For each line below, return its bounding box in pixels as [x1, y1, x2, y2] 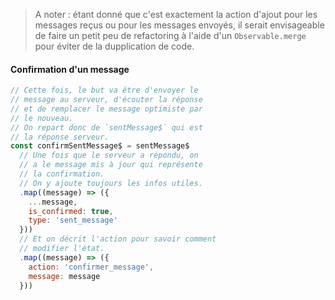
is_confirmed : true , [28, 206, 114, 216]
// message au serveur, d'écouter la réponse [10, 95, 203, 105]
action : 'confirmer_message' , [28, 262, 155, 272]
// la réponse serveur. [10, 132, 110, 142]
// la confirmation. [19, 169, 105, 179]
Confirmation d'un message [10, 63, 130, 75]
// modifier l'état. [19, 244, 105, 254]
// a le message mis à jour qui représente [19, 160, 203, 170]
